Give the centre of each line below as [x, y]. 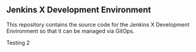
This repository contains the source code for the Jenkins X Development [98, 24]
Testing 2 [18, 42]
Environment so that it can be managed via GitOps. [70, 31]
